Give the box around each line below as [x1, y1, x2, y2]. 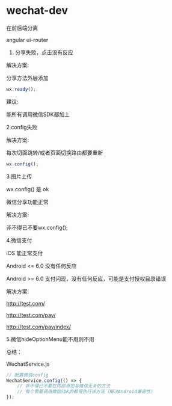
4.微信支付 [6, 236, 32, 244]
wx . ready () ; [6, 86, 36, 92]
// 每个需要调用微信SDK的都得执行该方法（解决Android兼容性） [17, 389, 155, 395]
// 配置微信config [6, 372, 49, 378]
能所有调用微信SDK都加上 [6, 111, 70, 118]
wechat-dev [6, 4, 68, 17]
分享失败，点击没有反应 [14, 49, 73, 56]
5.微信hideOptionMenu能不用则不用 [6, 335, 94, 343]
